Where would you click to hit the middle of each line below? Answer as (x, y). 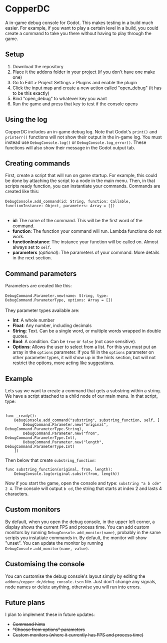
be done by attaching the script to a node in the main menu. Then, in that (80, 181)
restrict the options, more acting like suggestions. (63, 363)
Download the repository (38, 66)
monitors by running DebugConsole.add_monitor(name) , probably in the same (83, 532)
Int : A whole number (33, 320)
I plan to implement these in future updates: (50, 614)
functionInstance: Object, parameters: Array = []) (60, 206)
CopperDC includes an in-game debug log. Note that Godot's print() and (81, 131)
